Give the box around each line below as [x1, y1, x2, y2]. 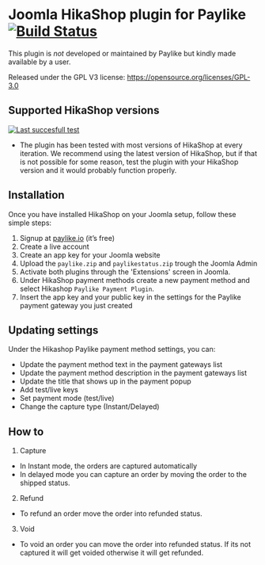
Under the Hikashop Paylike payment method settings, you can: [8, 345, 216, 354]
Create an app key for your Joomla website [19, 250, 161, 259]
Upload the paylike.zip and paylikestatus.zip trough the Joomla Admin [19, 258, 258, 268]
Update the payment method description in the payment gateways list [19, 368, 248, 378]
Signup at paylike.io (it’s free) [19, 233, 115, 242]
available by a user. [8, 57, 71, 67]
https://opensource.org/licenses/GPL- [127, 72, 251, 82]
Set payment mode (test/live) [19, 394, 115, 403]
